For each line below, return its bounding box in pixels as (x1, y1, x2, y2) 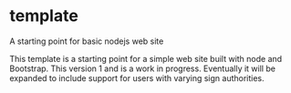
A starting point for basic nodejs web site (9, 36, 164, 46)
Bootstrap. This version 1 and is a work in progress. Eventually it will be (9, 63, 276, 74)
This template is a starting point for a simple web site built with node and (9, 53, 283, 64)
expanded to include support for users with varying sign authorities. (9, 72, 265, 83)
